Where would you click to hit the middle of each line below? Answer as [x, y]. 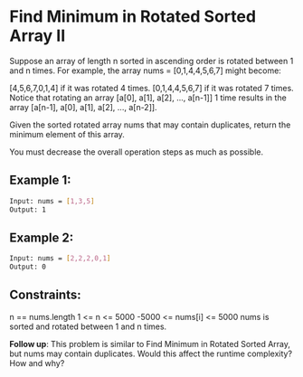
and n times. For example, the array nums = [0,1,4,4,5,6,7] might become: [146, 71]
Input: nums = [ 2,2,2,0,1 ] [60, 259]
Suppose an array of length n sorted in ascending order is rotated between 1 [151, 61]
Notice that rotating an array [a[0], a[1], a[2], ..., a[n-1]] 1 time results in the [148, 98]
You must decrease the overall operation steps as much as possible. [137, 152]
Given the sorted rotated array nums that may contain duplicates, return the [150, 125]
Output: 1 [28, 210]
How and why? [37, 363]
